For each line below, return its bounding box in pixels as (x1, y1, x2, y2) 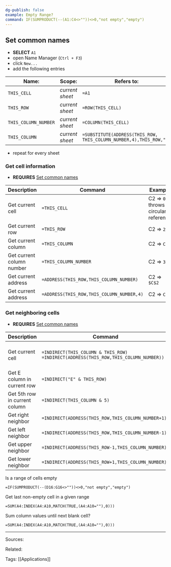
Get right (8, 411, 29, 418)
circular (148, 208, 166, 215)
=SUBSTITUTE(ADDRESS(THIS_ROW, (82, 132, 158, 138)
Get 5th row (8, 390, 37, 397)
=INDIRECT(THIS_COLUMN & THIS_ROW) (41, 349, 128, 355)
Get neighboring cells (5, 310, 60, 317)
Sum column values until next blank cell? (5, 512, 91, 518)
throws (148, 201, 165, 208)
